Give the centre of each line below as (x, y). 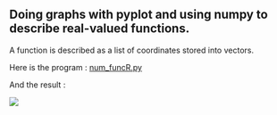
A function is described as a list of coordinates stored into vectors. (132, 50)
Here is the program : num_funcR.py (76, 67)
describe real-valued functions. (100, 29)
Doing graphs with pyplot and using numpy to (138, 15)
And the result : (38, 85)
